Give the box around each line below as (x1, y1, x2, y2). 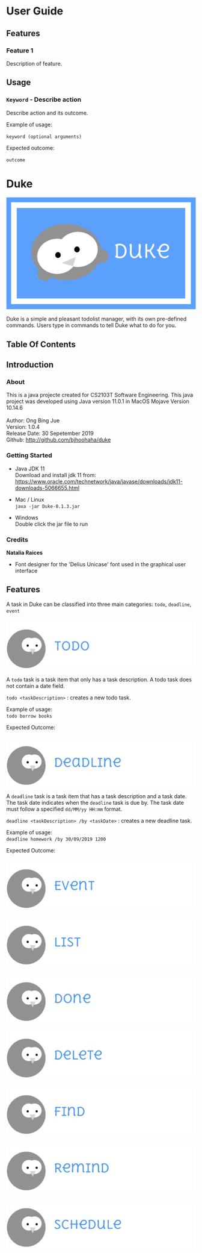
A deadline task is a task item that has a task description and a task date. (6, 793, 187, 800)
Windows (14, 514, 38, 521)
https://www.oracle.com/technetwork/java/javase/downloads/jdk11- (14, 478, 183, 485)
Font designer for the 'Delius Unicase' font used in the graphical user (14, 560, 186, 567)
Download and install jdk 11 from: (14, 471, 96, 478)
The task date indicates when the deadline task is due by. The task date (6, 799, 185, 807)
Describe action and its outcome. (6, 109, 88, 116)
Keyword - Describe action (6, 95, 82, 104)
